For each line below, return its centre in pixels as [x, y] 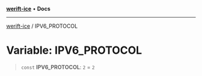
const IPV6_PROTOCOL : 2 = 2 [58, 67]
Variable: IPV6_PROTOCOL [74, 50]
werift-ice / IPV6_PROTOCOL [42, 26]
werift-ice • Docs [28, 9]
